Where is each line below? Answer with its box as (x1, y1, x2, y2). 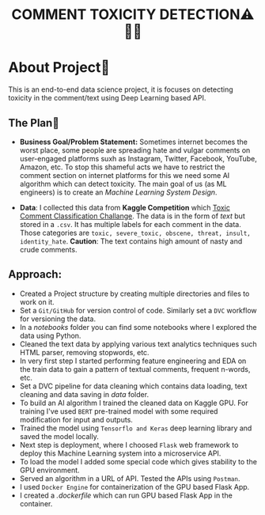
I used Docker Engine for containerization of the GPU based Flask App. (19, 482, 250, 491)
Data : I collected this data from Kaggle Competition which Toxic (19, 203, 231, 212)
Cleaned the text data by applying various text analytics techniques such (19, 339, 257, 349)
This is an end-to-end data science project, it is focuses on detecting (8, 85, 233, 94)
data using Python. (19, 331, 81, 340)
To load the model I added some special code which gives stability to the (19, 456, 257, 466)
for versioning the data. (19, 314, 97, 324)
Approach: (8, 267, 62, 282)
